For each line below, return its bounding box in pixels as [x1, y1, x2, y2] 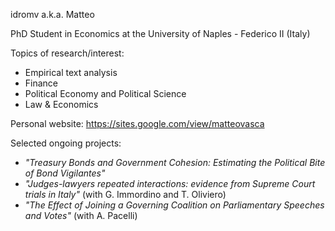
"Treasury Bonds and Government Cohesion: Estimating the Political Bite [24, 157, 326, 168]
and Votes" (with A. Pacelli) [24, 210, 138, 221]
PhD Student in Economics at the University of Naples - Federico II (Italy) [10, 28, 311, 39]
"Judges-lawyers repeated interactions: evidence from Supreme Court [24, 178, 316, 189]
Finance [24, 77, 59, 89]
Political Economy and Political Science [24, 88, 187, 99]
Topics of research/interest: [10, 47, 125, 59]
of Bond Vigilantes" [24, 167, 106, 179]
